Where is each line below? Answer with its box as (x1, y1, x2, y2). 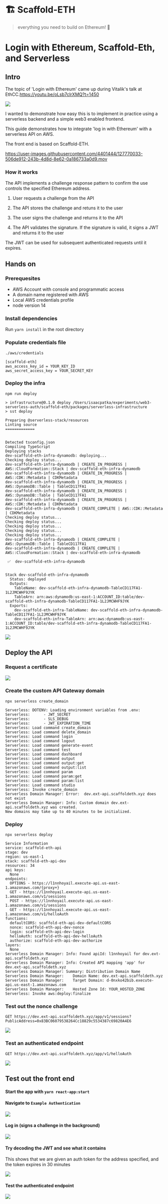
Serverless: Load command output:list (5, 765, 87, 770)
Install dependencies (5, 315, 58, 322)
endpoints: (5, 877, 28, 882)
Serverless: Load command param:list (5, 778, 85, 783)
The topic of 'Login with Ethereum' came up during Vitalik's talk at (5, 86, 142, 92)
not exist (5, 796, 26, 801)
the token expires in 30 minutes (5, 1162, 70, 1168)
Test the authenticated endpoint (5, 1182, 74, 1188)
